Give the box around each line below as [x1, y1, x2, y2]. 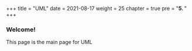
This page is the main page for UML [6, 39, 92, 46]
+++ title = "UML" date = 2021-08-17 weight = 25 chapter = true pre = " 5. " [6, 5, 187, 12]
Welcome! [6, 25, 36, 34]
